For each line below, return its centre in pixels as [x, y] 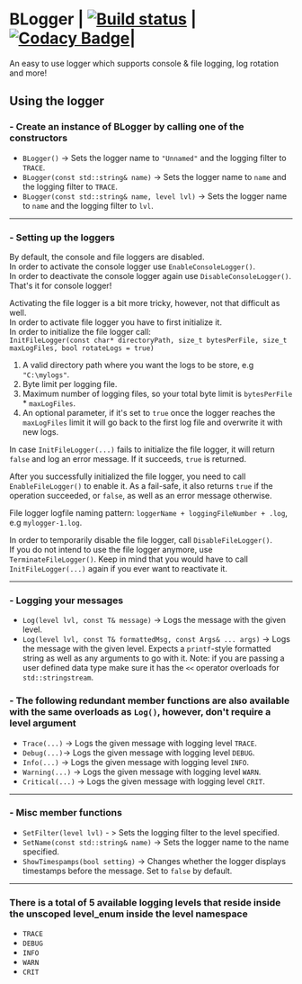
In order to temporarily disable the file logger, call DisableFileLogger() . [141, 539]
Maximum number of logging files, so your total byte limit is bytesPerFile [157, 393]
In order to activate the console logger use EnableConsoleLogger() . [133, 266]
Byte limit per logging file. [70, 384]
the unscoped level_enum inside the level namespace [129, 914]
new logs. [40, 431]
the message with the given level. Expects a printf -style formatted [147, 649]
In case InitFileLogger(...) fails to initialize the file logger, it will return [142, 449]
